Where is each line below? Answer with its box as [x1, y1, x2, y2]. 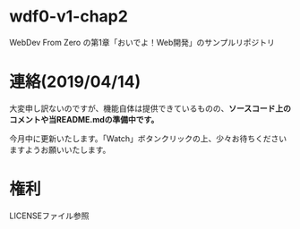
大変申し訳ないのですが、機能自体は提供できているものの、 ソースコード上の [9, 103, 292, 114]
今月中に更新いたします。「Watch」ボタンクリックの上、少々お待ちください [9, 132, 287, 144]
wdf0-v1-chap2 [9, 6, 128, 27]
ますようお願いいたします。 [9, 144, 111, 155]
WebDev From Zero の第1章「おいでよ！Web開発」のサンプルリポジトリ [9, 37, 276, 47]
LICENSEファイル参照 [9, 210, 90, 221]
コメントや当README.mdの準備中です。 [9, 114, 159, 124]
